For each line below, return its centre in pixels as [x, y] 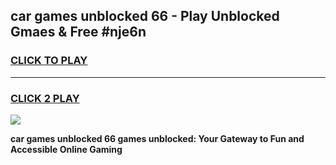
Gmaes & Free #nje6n [78, 32]
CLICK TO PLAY [49, 61]
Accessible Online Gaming [66, 149]
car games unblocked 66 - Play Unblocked [145, 16]
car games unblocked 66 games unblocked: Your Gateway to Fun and [157, 138]
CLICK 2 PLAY [45, 98]
